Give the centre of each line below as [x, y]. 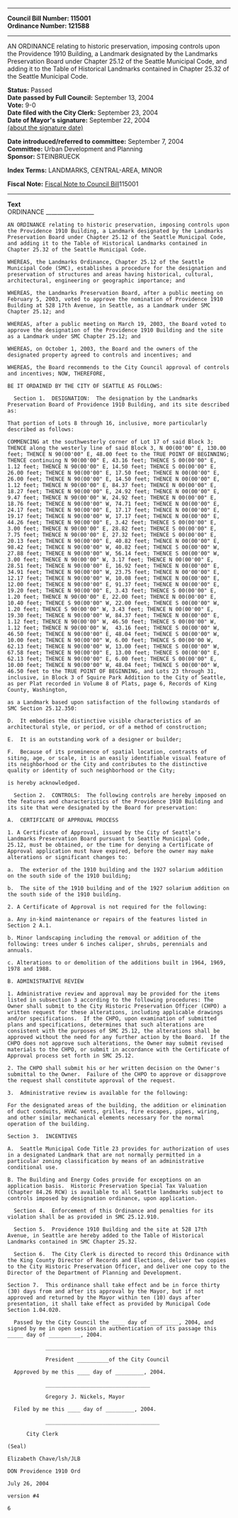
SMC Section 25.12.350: [42, 709]
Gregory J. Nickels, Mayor [85, 1397]
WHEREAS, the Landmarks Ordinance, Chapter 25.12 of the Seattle [106, 262]
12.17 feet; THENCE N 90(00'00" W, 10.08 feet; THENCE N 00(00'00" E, [114, 578]
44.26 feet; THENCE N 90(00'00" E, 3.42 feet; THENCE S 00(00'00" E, [112, 522]
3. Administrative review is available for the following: [98, 1093]
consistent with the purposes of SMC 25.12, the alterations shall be [114, 1031]
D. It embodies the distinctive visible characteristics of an [104, 721]
